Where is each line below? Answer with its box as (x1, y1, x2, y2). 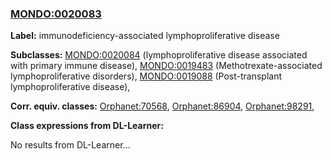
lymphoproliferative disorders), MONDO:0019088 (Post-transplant (10, 70, 283, 82)
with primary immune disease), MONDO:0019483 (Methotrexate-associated (10, 60, 323, 72)
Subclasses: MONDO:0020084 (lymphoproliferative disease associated (10, 49, 308, 61)
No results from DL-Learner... (10, 139, 131, 151)
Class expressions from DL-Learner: (10, 120, 164, 132)
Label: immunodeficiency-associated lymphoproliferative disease (10, 30, 280, 42)
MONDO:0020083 (10, 7, 102, 21)
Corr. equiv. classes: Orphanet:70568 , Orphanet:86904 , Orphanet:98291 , (10, 100, 315, 112)
